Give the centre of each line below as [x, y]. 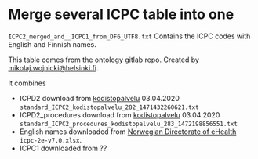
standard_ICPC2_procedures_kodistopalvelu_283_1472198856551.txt [128, 124]
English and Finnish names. [52, 44]
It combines [27, 83]
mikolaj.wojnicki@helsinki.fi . [53, 67]
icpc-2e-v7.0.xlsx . [51, 139]
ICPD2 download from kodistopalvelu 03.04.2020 [100, 98]
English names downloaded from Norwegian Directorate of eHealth [128, 132]
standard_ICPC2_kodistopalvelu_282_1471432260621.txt [109, 107]
